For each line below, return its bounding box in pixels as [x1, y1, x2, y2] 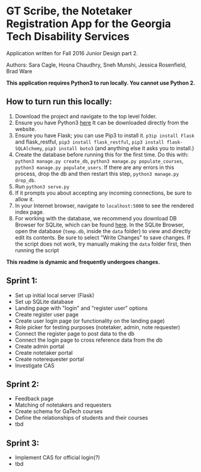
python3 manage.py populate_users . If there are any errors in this [14, 163, 175, 171]
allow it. [14, 195, 34, 202]
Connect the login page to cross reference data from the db [14, 336, 163, 343]
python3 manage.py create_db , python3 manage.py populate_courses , [14, 157, 184, 165]
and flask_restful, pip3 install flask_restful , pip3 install [14, 138, 164, 145]
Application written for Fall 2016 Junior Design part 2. [6, 49, 138, 56]
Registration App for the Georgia [6, 17, 172, 31]
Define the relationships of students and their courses [14, 414, 148, 422]
